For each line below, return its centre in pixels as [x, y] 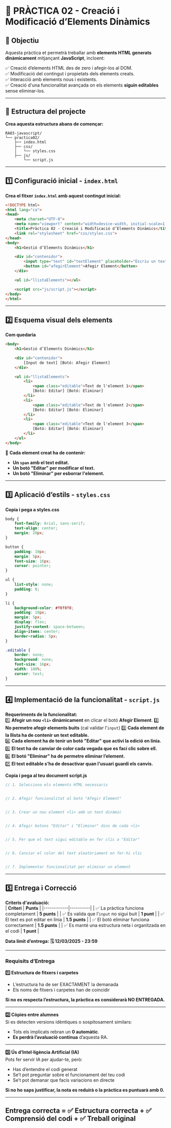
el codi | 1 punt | [22, 931]
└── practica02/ [22, 137]
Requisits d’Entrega [30, 961]
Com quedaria [21, 335]
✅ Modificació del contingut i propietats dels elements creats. [70, 74]
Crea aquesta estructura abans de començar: [54, 124]
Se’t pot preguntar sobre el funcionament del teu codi [69, 1075]
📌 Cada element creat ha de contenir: [45, 452]
